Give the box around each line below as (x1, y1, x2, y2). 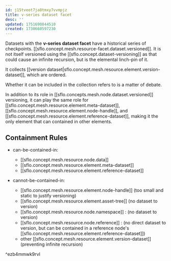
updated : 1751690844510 (5, 21, 56, 27)
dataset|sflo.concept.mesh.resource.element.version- (46, 67, 160, 73)
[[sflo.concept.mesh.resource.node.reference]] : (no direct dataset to (20, 219, 166, 225)
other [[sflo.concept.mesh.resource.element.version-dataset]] (20, 236, 152, 242)
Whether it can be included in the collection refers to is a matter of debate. (5, 82, 162, 88)
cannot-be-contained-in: (12, 177, 65, 183)
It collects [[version (5, 67, 46, 73)
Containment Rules (5, 133, 68, 142)
